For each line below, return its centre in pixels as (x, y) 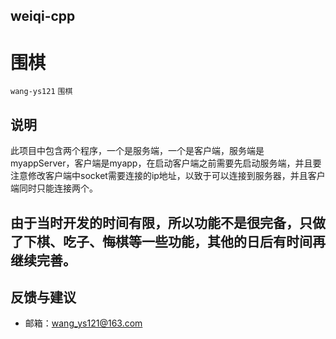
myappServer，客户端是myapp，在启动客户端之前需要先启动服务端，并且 (161, 163)
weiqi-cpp (43, 16)
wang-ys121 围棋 (41, 92)
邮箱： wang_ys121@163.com (83, 323)
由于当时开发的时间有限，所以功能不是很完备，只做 (168, 222)
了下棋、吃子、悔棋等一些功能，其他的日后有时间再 (168, 241)
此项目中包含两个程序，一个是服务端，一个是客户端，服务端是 (137, 151)
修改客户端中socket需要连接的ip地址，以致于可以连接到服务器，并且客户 (176, 176)
